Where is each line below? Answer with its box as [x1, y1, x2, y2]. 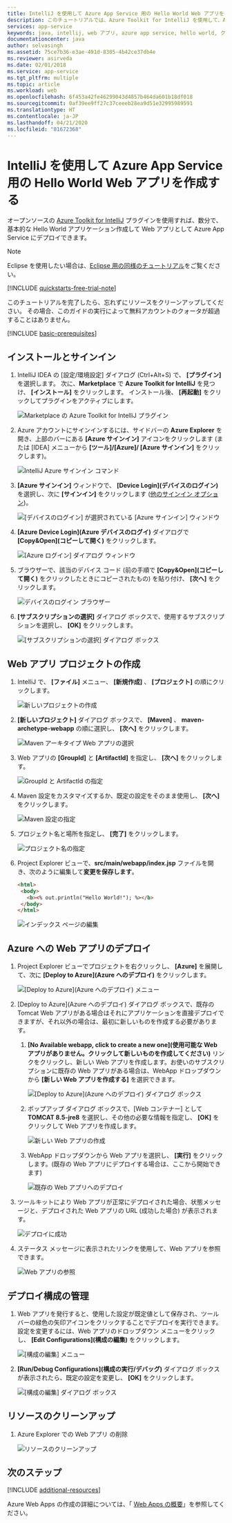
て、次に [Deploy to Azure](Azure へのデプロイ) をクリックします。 [17, 971, 211, 979]
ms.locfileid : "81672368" [7, 126, 81, 133]
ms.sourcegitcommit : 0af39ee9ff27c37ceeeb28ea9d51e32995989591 [7, 100, 193, 107]
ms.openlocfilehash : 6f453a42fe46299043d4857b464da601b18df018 [7, 94, 193, 101]
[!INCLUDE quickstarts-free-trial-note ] [7, 284, 117, 292]
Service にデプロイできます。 [7, 233, 91, 242]
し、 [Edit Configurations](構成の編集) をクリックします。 [17, 1335, 184, 1343]
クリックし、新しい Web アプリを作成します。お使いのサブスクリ [39, 1058, 225, 1066]
